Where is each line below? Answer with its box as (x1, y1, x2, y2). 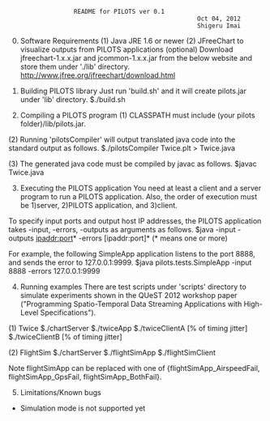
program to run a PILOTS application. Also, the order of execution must (19, 192, 258, 202)
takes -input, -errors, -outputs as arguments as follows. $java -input (8, 225, 237, 234)
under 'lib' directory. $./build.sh (19, 95, 126, 104)
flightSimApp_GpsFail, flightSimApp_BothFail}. (8, 372, 162, 381)
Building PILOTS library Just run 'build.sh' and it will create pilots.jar (19, 86, 247, 96)
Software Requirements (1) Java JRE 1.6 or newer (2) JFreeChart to (19, 36, 244, 45)
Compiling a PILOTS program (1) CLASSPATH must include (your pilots (19, 110, 255, 120)
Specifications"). (40, 308, 96, 317)
